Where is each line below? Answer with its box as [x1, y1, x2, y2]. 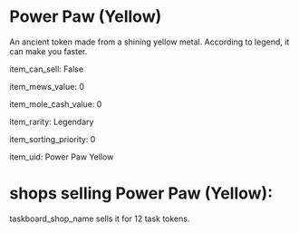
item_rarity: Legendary [9, 116, 94, 127]
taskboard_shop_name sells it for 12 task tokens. [9, 213, 190, 224]
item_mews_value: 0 [9, 81, 84, 92]
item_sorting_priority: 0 [9, 133, 96, 144]
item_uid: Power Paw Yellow [9, 151, 114, 162]
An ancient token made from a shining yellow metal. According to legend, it [9, 36, 290, 47]
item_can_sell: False [9, 63, 84, 74]
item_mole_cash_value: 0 [9, 98, 102, 110]
